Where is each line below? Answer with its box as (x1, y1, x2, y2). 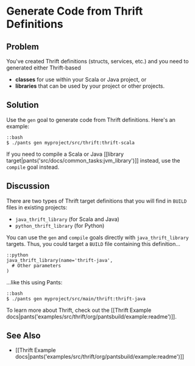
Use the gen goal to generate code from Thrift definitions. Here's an (6, 116, 175, 123)
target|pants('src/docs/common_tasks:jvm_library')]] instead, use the (6, 157, 181, 164)
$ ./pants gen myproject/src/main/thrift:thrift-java (6, 295, 146, 302)
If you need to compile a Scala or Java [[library (6, 150, 124, 158)
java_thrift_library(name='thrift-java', (6, 257, 113, 263)
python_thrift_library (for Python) (15, 222, 105, 229)
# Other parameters (12, 262, 62, 269)
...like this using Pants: (6, 278, 63, 286)
